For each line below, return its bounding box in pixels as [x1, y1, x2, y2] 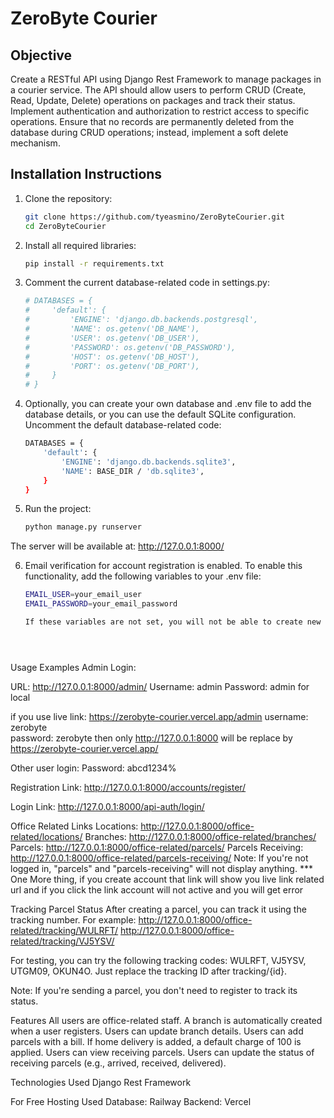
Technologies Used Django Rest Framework [10, 1076, 192, 1088]
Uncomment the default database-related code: [24, 419, 222, 431]
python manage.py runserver [24, 522, 142, 532]
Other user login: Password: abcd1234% [10, 762, 177, 774]
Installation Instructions [10, 166, 163, 183]
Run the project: [24, 503, 92, 515]
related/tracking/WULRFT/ [10, 924, 119, 936]
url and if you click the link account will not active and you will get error [10, 883, 304, 896]
